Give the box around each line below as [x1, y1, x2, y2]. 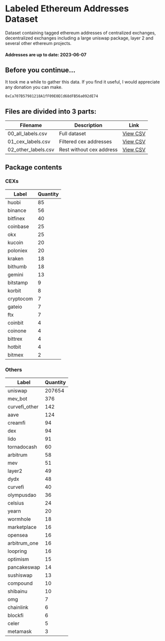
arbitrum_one [7, 540, 39, 547]
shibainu [7, 588, 28, 595]
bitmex [7, 351, 24, 358]
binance [7, 207, 27, 214]
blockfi [7, 612, 24, 619]
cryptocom [7, 295, 33, 302]
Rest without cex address [59, 146, 118, 153]
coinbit [7, 319, 24, 326]
